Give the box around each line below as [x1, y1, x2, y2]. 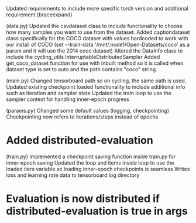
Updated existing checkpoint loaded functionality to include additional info [6, 83, 185, 90]
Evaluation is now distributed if [6, 192, 160, 205]
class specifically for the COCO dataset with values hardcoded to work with [6, 35, 188, 41]
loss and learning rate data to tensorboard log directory [6, 172, 140, 179]
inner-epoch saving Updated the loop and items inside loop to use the [6, 159, 174, 166]
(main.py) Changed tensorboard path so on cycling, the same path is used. [6, 77, 187, 84]
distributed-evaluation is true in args [6, 204, 188, 218]
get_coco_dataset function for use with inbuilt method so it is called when [6, 60, 184, 67]
